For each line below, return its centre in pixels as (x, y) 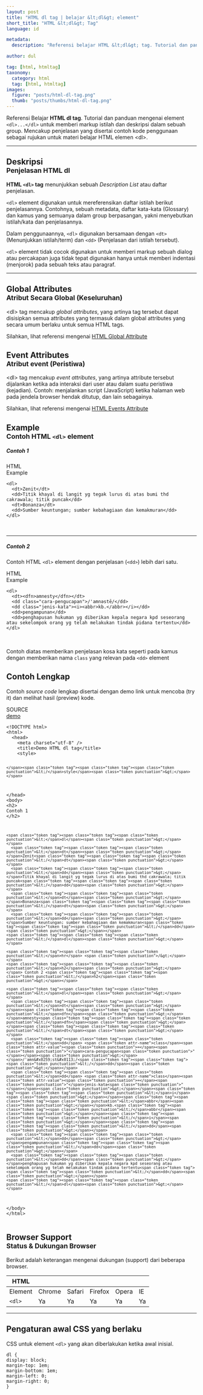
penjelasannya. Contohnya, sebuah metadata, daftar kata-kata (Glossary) (98, 209)
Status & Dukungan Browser (51, 1246)
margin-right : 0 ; (28, 1381)
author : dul (21, 56)
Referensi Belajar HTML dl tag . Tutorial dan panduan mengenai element (95, 118)
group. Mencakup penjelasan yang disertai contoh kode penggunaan (92, 131)
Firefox (100, 1291)
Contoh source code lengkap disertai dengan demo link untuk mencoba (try (101, 691)
